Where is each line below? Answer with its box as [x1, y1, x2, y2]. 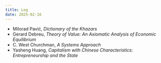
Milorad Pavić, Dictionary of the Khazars [12, 25, 97, 31]
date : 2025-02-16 [5, 12, 42, 17]
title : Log [5, 7, 28, 12]
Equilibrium [12, 36, 36, 42]
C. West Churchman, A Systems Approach [12, 41, 101, 47]
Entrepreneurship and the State [12, 52, 78, 58]
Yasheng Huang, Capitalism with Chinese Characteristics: [12, 47, 133, 53]
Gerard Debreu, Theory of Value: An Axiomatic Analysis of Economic [12, 31, 156, 37]
